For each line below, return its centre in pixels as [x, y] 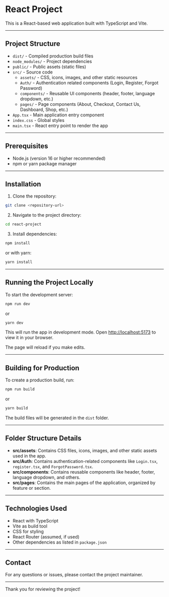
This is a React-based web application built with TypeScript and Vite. [77, 23]
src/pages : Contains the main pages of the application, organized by [84, 483]
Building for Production [42, 368]
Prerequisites [27, 146]
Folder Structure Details [44, 439]
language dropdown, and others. [46, 477]
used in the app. [29, 456]
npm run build [20, 389]
